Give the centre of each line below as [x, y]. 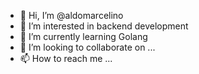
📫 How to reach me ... [66, 58]
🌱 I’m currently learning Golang [83, 36]
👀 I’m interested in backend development [104, 26]
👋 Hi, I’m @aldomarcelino [71, 15]
